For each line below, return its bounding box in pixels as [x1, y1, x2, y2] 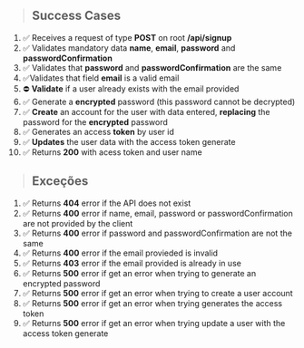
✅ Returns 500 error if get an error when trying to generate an [22, 267, 257, 278]
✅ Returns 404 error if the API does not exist [22, 198, 191, 208]
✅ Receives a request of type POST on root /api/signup [22, 32, 232, 43]
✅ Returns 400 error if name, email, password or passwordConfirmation [22, 208, 293, 218]
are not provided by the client [22, 217, 133, 228]
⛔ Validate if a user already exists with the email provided [22, 82, 240, 94]
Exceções [31, 173, 89, 189]
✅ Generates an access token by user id [22, 126, 174, 137]
